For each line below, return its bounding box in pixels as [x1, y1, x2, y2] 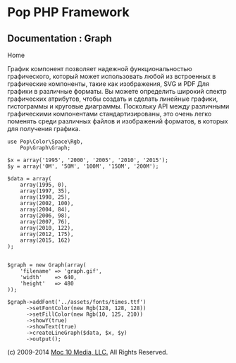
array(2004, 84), [20, 206, 71, 213]
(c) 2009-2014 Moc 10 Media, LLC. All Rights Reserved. [7, 348, 168, 356]
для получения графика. [7, 125, 81, 133]
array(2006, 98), [20, 212, 71, 219]
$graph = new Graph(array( [7, 262, 87, 269]
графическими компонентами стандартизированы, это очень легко [7, 110, 212, 118]
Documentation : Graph [7, 32, 113, 44]
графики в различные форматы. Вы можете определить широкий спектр [7, 87, 227, 95]
